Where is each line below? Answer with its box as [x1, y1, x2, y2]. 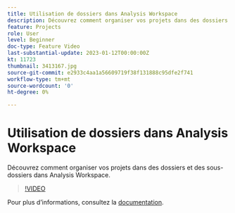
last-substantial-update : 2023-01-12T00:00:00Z [7, 50, 150, 57]
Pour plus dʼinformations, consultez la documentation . [7, 198, 164, 207]
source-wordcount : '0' [7, 82, 74, 89]
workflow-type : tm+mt [7, 75, 71, 83]
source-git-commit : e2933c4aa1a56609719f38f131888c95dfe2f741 [7, 69, 193, 76]
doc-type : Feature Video [7, 43, 80, 50]
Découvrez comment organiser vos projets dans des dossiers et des [7, 163, 205, 172]
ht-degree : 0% [7, 89, 49, 96]
